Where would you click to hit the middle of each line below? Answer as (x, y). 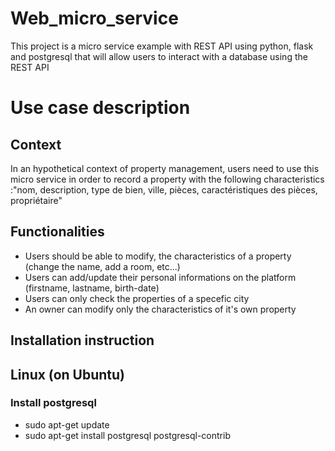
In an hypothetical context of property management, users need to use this (165, 168)
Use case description (100, 108)
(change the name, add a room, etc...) (102, 266)
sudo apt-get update (67, 424)
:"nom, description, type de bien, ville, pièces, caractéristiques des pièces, (164, 189)
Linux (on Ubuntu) (68, 374)
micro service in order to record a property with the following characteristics (167, 179)
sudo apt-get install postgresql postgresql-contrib (127, 435)
